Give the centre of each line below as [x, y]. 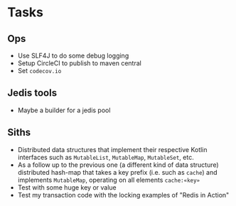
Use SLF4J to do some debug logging [73, 55]
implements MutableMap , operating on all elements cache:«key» [109, 180]
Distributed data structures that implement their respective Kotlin [112, 149]
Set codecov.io [39, 71]
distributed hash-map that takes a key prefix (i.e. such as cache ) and [118, 172]
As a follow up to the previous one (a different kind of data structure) [118, 165]
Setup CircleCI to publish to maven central [80, 63]
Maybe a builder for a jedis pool [64, 110]
